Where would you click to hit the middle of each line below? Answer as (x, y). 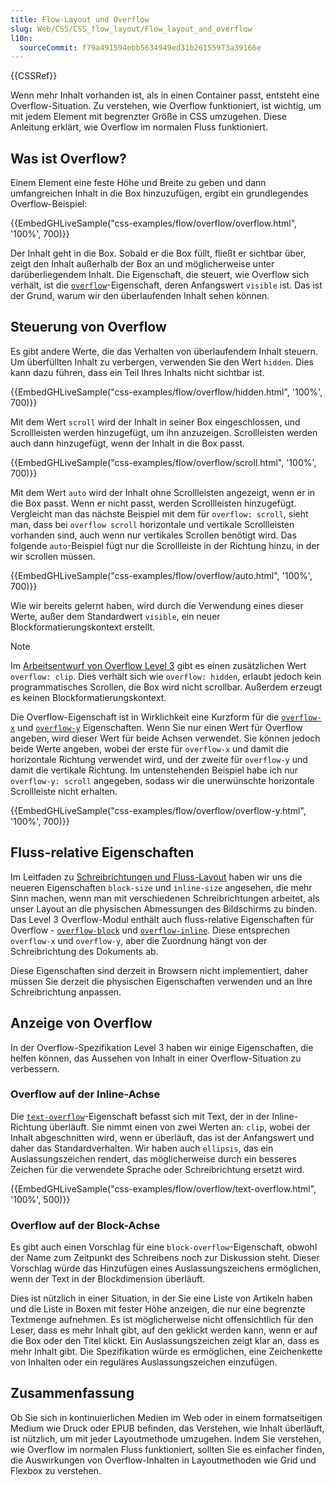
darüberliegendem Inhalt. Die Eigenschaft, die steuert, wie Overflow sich (160, 275)
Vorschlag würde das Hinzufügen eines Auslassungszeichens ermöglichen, (166, 1268)
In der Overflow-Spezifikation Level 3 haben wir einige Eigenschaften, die (162, 1047)
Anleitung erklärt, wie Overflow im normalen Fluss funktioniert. (139, 127)
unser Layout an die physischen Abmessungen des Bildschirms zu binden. (164, 908)
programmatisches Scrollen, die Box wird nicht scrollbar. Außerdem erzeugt (166, 687)
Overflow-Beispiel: (49, 204)
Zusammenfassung (72, 1393)
